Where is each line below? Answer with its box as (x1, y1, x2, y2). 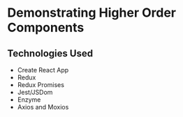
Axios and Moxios (17, 103, 69, 111)
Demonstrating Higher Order (7, 5, 177, 21)
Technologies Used (7, 47, 93, 59)
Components (7, 19, 85, 36)
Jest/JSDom (17, 88, 53, 96)
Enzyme (17, 95, 41, 104)
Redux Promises (17, 81, 65, 88)
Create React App (17, 66, 69, 74)
